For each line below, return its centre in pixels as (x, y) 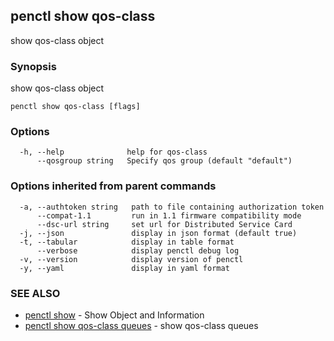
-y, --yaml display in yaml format (124, 268)
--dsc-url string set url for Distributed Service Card (164, 224)
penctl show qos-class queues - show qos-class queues (141, 325)
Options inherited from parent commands (113, 186)
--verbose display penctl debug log (138, 250)
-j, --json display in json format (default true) (158, 233)
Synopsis (33, 66)
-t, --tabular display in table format (127, 242)
